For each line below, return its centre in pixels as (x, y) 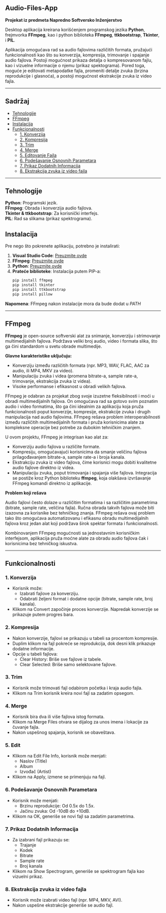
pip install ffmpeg (32, 280)
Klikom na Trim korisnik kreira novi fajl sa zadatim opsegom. (73, 693)
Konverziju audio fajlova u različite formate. (56, 446)
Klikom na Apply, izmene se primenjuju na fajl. (59, 777)
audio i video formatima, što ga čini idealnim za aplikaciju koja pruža (74, 406)
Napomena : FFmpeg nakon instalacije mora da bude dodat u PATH (73, 304)
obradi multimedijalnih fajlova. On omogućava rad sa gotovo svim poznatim (82, 401)
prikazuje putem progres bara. (43, 615)
